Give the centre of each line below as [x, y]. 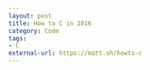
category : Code [34, 31]
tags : [17, 38]
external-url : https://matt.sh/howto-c [75, 53]
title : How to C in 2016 [50, 23]
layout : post [30, 16]
